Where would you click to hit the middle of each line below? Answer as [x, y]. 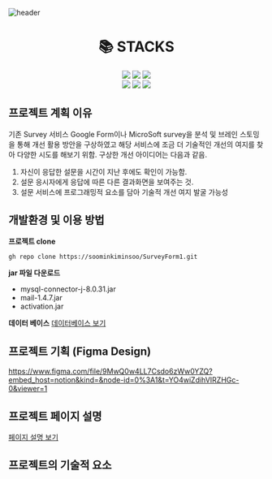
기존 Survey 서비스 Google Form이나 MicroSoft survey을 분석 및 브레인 [123, 134]
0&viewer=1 [28, 389]
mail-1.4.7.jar [41, 298]
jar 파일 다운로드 [35, 273]
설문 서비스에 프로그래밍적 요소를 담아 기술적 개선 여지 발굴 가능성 [124, 192]
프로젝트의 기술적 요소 [60, 466]
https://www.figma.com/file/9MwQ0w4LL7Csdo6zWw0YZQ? [110, 371]
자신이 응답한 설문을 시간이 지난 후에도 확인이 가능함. [104, 171]
